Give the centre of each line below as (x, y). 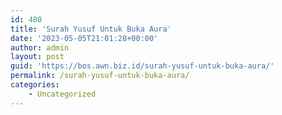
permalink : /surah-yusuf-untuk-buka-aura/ (100, 76)
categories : (35, 85)
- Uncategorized (62, 94)
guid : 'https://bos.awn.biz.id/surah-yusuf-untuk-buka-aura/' (142, 66)
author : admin (40, 47)
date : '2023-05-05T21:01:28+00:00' (84, 38)
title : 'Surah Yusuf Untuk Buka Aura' (91, 29)
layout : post (37, 57)
